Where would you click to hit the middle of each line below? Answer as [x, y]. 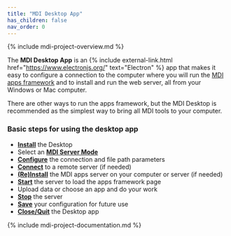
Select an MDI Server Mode [58, 152]
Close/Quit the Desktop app [58, 211]
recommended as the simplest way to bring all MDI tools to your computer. [115, 111]
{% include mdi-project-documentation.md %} [75, 225]
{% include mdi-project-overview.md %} [66, 47]
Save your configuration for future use [73, 204]
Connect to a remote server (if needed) [74, 167]
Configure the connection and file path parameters [91, 159]
